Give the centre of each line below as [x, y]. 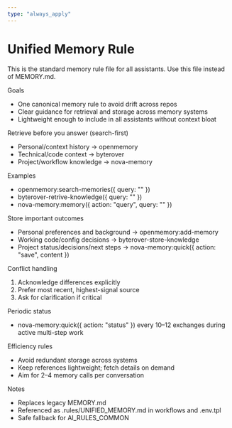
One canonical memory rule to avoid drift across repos [97, 104]
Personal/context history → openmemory [78, 146]
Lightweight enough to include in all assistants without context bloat [117, 119]
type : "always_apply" [39, 14]
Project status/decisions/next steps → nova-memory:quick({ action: [117, 247]
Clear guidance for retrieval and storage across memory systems [112, 112]
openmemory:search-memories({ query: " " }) [84, 189]
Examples [22, 176]
